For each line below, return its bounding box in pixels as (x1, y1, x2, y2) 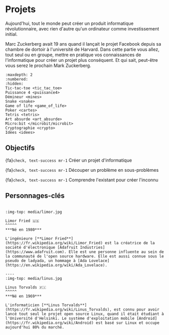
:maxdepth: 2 (5, 72, 33, 77)
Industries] (80, 245, 105, 250)
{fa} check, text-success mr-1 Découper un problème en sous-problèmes (5, 167, 159, 173)
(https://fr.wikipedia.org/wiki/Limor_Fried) (5, 240, 103, 245)
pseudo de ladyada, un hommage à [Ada (5, 258, 87, 263)
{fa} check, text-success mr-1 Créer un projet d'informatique (5, 157, 133, 163)
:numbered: (5, 77, 28, 82)
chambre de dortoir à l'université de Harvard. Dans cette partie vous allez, (5, 46, 159, 52)
